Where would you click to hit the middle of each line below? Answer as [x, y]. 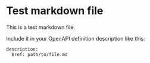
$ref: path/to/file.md [40, 54]
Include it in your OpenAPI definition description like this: [76, 38]
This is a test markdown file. [41, 27]
